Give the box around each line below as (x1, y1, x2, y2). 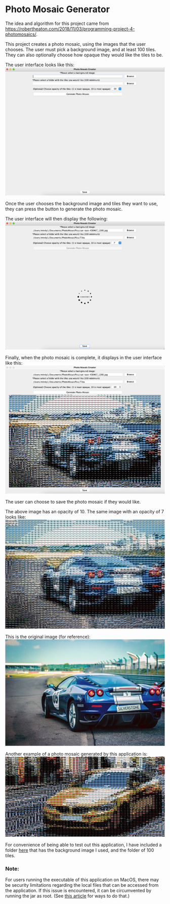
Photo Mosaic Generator (5, 4, 110, 15)
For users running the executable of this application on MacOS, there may (5, 877, 159, 883)
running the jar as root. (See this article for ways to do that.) (5, 893, 130, 899)
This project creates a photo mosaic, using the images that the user (5, 41, 146, 47)
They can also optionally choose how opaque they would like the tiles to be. (5, 52, 163, 58)
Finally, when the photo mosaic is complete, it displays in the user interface (5, 354, 162, 360)
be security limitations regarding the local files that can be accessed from (5, 882, 159, 888)
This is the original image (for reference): (5, 634, 91, 640)
